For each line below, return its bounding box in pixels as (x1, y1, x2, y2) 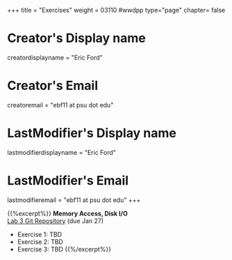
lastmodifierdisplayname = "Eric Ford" (7, 148, 117, 156)
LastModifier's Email (7, 173, 129, 188)
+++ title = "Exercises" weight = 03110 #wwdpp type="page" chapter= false (7, 6, 226, 14)
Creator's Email (7, 78, 99, 93)
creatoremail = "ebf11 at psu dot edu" (7, 100, 114, 109)
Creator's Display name (7, 31, 146, 46)
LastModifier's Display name (7, 125, 177, 142)
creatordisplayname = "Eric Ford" (7, 53, 103, 61)
